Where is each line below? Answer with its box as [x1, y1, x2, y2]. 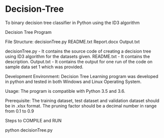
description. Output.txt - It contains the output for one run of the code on [5, 58, 153, 64]
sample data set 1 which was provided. [5, 64, 83, 70]
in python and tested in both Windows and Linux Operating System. [5, 79, 142, 84]
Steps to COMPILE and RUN [5, 117, 62, 123]
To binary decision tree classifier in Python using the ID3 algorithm [5, 20, 140, 26]
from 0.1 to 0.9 [5, 108, 34, 114]
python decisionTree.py [5, 127, 53, 133]
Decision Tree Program [5, 29, 52, 35]
